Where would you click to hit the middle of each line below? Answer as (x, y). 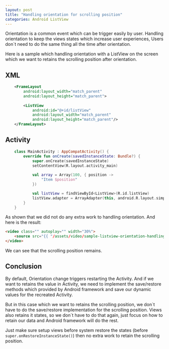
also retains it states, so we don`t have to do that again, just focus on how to (84, 315)
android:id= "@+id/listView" (62, 110)
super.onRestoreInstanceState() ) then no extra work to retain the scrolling (82, 335)
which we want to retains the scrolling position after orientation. (71, 59)
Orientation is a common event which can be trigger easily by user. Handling (84, 34)
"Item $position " (59, 180)
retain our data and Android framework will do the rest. (62, 320)
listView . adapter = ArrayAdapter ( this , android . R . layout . (94, 198)
